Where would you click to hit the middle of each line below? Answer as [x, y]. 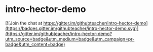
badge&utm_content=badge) [35, 44]
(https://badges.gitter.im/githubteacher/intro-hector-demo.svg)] [72, 28]
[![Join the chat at [24, 23]
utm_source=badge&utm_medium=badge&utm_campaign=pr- [70, 39]
